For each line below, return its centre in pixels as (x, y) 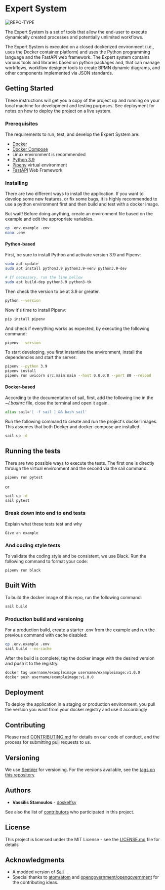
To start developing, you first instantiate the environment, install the (74, 352)
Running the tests (33, 451)
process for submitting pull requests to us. (48, 742)
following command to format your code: (47, 562)
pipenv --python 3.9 (26, 366)
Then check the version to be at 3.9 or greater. (53, 291)
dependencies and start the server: (41, 357)
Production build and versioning (44, 619)
